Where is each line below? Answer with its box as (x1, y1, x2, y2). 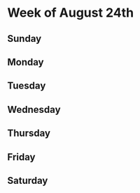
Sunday (7, 33, 42, 45)
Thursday (7, 128, 51, 139)
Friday (7, 151, 36, 163)
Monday (7, 56, 44, 68)
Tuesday (7, 80, 46, 92)
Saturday (7, 174, 48, 186)
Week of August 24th (7, 5, 134, 21)
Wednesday (7, 103, 61, 116)
